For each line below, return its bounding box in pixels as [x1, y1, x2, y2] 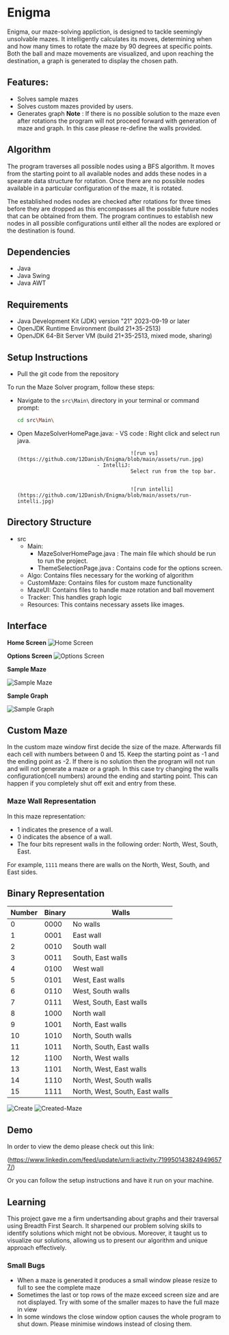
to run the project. [37, 556, 89, 565]
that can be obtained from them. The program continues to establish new [7, 211, 213, 220]
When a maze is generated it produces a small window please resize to [16, 1276, 217, 1284]
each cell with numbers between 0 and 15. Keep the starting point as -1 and [7, 750, 219, 759]
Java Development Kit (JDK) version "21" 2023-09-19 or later [16, 317, 190, 325]
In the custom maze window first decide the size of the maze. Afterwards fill [7, 743, 221, 751]
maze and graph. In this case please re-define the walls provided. [16, 123, 202, 132]
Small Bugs [7, 1260, 46, 1270]
